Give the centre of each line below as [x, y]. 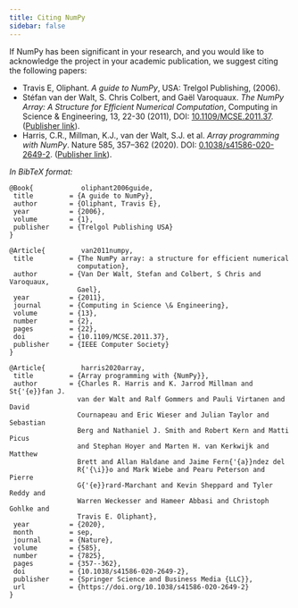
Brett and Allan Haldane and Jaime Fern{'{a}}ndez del [181, 461]
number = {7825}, [59, 555]
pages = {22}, [55, 329]
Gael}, [89, 290]
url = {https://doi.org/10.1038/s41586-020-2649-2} [131, 587]
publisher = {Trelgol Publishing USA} [93, 227]
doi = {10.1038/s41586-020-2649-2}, [101, 571]
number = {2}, [53, 321]
